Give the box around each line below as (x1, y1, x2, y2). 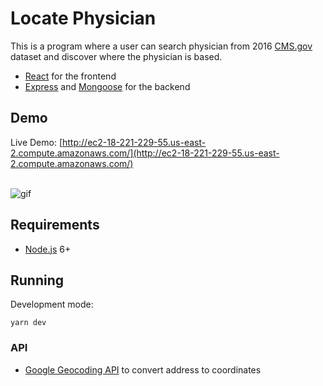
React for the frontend (24, 70, 117, 82)
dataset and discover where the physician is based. (10, 50, 223, 62)
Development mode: (10, 298, 94, 311)
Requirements (10, 217, 100, 234)
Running (10, 272, 65, 289)
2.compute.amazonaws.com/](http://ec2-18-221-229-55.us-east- (10, 147, 280, 159)
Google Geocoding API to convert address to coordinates (24, 363, 262, 376)
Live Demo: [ (10, 136, 63, 148)
